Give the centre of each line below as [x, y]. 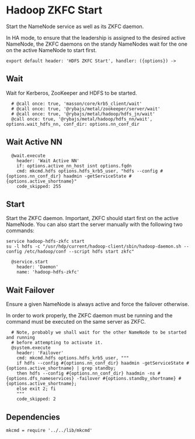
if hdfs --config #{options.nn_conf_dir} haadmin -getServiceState [100, 363]
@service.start [30, 262]
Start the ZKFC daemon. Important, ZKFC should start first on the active [93, 218]
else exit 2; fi [36, 389]
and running [20, 338]
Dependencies [33, 417]
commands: [20, 231]
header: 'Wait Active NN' [48, 161]
